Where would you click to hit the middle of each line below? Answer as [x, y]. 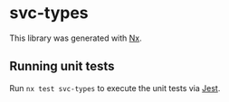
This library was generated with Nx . [76, 38]
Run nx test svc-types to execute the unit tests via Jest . [115, 88]
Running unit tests [62, 66]
